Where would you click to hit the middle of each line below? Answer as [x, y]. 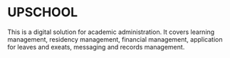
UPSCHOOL [43, 12]
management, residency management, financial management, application [115, 39]
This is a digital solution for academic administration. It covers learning [111, 32]
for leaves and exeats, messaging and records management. [96, 47]
